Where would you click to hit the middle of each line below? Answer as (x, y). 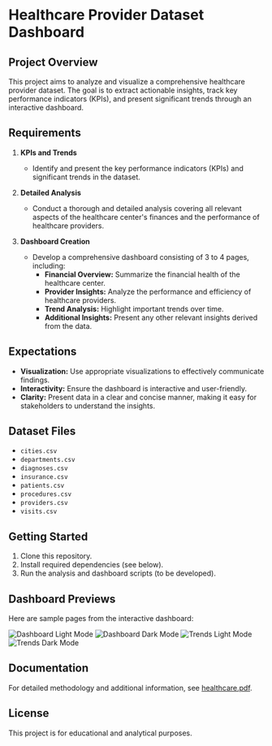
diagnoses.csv (44, 468)
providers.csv (44, 503)
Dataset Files (42, 431)
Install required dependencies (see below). (92, 565)
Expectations (43, 352)
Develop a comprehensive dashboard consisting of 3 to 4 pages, (140, 257)
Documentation (49, 668)
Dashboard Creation (55, 241)
